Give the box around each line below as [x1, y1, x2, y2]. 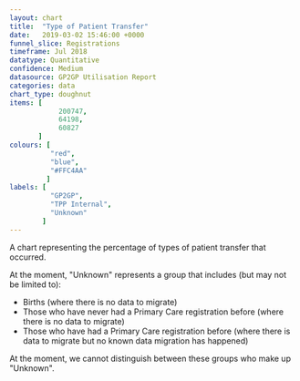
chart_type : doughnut [9, 89, 92, 98]
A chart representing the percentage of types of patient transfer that [9, 242, 266, 252]
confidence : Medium [9, 65, 84, 74]
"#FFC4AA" [49, 166, 88, 175]
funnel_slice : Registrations [9, 38, 120, 48]
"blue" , [49, 157, 79, 167]
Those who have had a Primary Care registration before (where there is [22, 325, 291, 336]
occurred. [9, 252, 47, 263]
